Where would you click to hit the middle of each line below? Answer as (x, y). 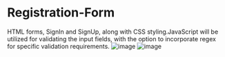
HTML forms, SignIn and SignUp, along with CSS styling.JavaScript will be (113, 32)
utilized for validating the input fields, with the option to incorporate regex (111, 38)
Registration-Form (61, 13)
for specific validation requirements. (59, 46)
